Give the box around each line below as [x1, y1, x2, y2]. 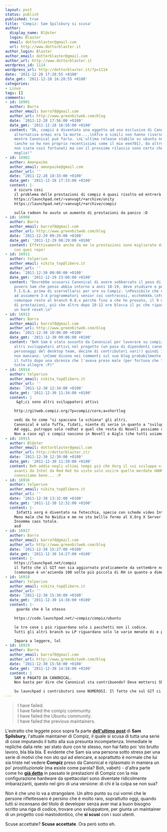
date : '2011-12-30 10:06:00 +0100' [9, 330, 83, 335]
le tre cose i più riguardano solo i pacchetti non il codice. [14, 624, 148, 630]
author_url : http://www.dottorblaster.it [5, 58, 92, 63]
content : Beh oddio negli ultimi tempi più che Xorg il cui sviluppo [9, 463, 157, 468]
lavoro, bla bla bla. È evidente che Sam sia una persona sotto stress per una [5, 749, 161, 755]
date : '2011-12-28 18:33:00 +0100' [9, 173, 83, 179]
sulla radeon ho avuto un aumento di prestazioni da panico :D [14, 210, 148, 215]
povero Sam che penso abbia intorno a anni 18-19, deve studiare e [14, 284, 157, 289]
